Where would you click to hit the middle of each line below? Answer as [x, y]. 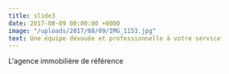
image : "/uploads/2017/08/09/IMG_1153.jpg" [82, 31]
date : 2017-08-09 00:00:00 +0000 [64, 23]
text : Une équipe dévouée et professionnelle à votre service [115, 38]
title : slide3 [32, 16]
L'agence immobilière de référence [66, 61]
